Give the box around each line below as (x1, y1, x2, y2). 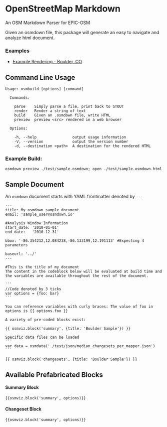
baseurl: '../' (5, 251, 37, 256)
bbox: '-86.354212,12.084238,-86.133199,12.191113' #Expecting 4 (5, 238, 144, 243)
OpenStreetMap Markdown (5, 3, 121, 15)
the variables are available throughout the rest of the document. (5, 273, 149, 278)
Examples (5, 47, 30, 54)
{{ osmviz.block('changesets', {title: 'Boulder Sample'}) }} (5, 357, 137, 362)
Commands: (9, 95, 30, 100)
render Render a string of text (14, 108, 86, 113)
